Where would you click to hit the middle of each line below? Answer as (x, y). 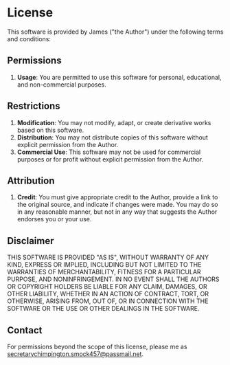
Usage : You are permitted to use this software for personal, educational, (119, 77)
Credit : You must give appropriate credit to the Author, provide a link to (117, 197)
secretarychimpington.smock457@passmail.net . (76, 354)
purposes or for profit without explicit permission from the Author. (110, 159)
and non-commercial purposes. (61, 85)
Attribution (31, 180)
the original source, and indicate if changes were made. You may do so (117, 205)
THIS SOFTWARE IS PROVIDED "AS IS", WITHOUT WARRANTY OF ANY (108, 257)
